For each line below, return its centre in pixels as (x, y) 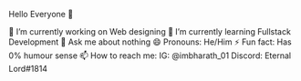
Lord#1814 (28, 69)
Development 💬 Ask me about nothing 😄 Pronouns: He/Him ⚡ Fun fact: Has (150, 42)
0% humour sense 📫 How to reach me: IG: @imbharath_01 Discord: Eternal (150, 56)
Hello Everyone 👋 (41, 14)
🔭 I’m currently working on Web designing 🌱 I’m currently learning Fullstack (150, 31)
